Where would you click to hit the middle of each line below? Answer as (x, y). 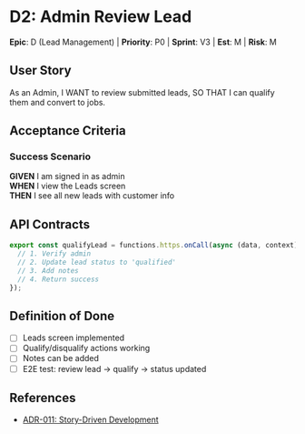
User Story (40, 71)
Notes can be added (61, 358)
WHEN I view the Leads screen (68, 186)
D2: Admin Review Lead (101, 17)
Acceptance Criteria (68, 131)
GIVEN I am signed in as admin (67, 177)
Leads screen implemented (74, 338)
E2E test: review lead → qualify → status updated (114, 368)
